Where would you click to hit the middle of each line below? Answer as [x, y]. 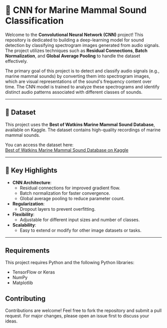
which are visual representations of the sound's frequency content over [79, 81]
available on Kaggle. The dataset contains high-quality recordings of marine [83, 130]
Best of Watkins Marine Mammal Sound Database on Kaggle [67, 150]
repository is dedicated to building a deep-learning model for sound [75, 40]
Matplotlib [23, 283]
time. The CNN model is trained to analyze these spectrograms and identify [83, 86]
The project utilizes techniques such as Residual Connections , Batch [76, 50]
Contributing [25, 298]
